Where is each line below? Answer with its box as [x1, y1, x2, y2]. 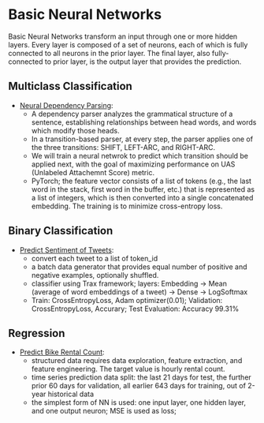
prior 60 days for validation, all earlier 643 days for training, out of [31, 381, 247, 391]
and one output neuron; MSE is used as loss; [31, 406, 177, 416]
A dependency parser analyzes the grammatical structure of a [31, 109, 233, 118]
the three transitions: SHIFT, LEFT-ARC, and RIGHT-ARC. [31, 142, 216, 152]
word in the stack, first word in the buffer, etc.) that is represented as [31, 184, 255, 194]
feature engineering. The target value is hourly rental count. [31, 365, 226, 374]
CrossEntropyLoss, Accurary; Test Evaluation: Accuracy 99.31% [31, 304, 240, 313]
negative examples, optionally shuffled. [31, 270, 159, 279]
